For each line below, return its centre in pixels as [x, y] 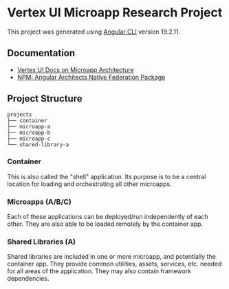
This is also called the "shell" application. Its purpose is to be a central [107, 176]
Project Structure [45, 99]
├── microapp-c [29, 139]
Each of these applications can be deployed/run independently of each [108, 217]
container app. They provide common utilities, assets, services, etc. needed [115, 264]
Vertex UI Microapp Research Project [115, 13]
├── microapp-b [29, 132]
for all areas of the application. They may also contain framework [99, 271]
